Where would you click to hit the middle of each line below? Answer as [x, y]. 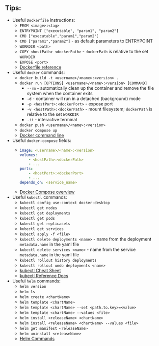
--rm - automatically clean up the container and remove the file [90, 88]
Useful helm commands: [36, 281]
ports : [26, 169]
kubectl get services [41, 229]
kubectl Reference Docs [44, 276]
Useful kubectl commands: [40, 197]
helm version [33, 286]
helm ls [27, 292]
